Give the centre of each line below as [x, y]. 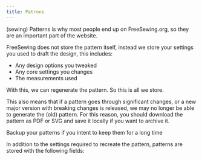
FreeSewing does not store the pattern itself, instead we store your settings [100, 47]
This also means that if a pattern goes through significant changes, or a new [101, 101]
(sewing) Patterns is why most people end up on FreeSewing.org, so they [98, 29]
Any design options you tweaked [56, 65]
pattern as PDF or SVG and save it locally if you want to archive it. [88, 121]
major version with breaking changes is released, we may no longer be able [100, 108]
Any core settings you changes [54, 72]
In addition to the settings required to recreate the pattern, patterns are [95, 144]
